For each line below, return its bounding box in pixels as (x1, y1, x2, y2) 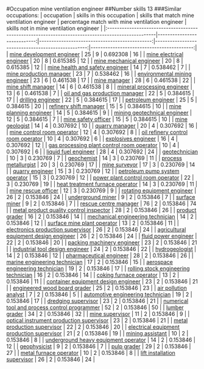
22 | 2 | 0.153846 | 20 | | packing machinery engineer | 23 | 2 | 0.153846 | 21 (6, 239, 197, 246)
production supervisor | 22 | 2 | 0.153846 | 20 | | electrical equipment (6, 323, 180, 331)
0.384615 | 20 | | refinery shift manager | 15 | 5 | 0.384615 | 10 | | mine (6, 103, 181, 109)
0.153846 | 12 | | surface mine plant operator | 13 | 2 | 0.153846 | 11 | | (6, 219, 180, 227)
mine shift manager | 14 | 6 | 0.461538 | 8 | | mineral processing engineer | (6, 83, 193, 90)
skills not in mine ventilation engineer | (6, 24, 103, 32)
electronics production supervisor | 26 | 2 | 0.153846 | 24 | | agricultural (6, 226, 186, 233)
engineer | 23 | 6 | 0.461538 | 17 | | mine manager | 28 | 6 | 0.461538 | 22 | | (6, 76, 196, 84)
